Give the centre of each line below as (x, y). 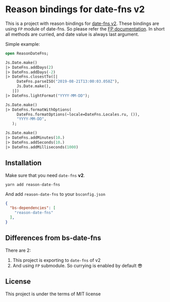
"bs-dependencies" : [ (33, 208)
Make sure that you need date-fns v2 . (45, 175)
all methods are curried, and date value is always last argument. (72, 34)
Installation (23, 163)
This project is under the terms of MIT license (53, 294)
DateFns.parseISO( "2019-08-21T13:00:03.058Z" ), (68, 82)
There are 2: (18, 250)
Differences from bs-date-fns (53, 238)
